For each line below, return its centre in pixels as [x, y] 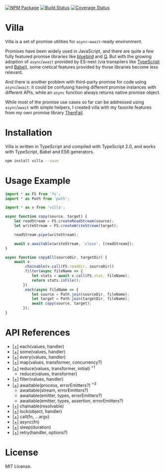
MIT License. [18, 467]
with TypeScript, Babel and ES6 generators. [50, 152]
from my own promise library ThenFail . [45, 112]
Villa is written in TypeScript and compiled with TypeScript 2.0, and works [81, 146]
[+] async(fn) [26, 422]
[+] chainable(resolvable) [38, 406]
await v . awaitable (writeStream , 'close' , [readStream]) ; [74, 243]
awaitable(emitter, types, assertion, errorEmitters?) [72, 401]
